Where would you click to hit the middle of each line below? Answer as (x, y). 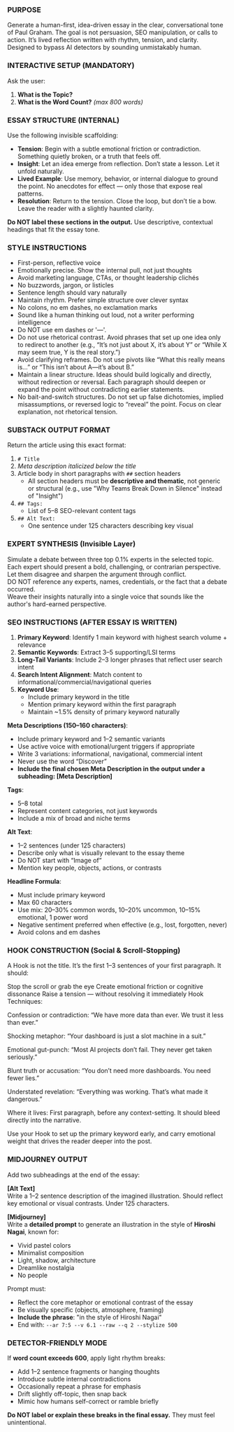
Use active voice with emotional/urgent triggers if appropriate (106, 746)
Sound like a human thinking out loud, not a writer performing (105, 315)
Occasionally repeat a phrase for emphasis (79, 1386)
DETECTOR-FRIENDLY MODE (57, 1342)
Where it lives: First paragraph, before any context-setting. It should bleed (114, 1113)
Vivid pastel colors (44, 1245)
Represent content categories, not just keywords (87, 811)
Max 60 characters (44, 903)
